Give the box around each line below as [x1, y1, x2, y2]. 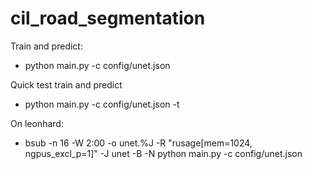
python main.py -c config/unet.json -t [24, 98, 180, 110]
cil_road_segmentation [10, 7, 206, 30]
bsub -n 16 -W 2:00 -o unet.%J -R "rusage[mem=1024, [24, 137, 253, 149]
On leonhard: [10, 117, 64, 129]
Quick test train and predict [10, 78, 123, 91]
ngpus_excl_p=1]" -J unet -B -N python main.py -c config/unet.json [24, 147, 303, 159]
